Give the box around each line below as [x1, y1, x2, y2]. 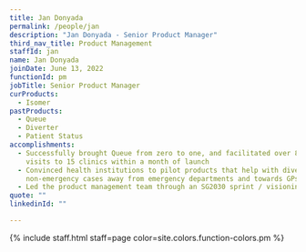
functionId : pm [9, 73, 67, 82]
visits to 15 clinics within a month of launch [25, 156, 209, 166]
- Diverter [17, 124, 59, 133]
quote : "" [9, 191, 47, 200]
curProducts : [9, 89, 59, 98]
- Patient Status [17, 132, 84, 141]
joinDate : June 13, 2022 [9, 65, 104, 74]
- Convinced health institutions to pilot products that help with [17, 166, 280, 175]
